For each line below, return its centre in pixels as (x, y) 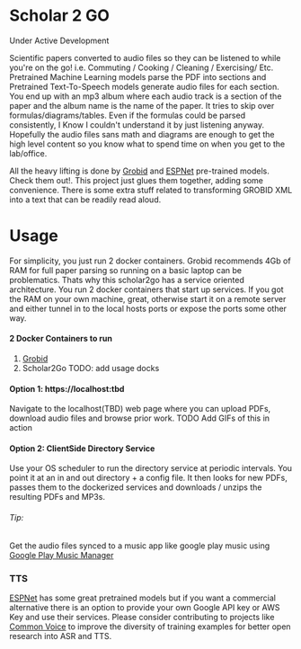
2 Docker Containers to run (61, 339)
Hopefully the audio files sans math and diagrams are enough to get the (142, 134)
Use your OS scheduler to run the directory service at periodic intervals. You (151, 468)
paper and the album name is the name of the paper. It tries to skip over (142, 105)
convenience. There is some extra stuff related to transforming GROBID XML (151, 190)
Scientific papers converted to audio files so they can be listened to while (145, 58)
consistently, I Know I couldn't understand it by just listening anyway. (137, 124)
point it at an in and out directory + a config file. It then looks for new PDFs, (148, 478)
